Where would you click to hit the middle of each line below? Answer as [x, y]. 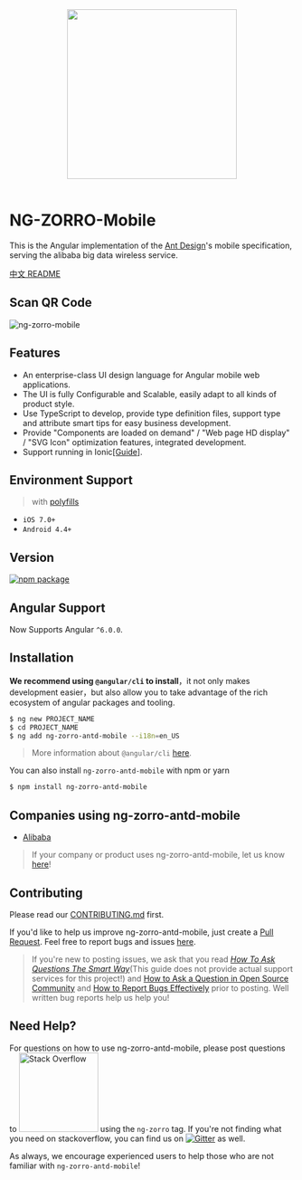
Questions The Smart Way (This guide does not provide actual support [162, 968]
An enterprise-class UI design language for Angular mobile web [141, 375]
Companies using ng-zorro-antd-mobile [125, 815]
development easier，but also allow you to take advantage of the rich [139, 692]
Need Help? [43, 1026]
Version [32, 557]
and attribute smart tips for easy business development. [127, 423]
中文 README [35, 273]
